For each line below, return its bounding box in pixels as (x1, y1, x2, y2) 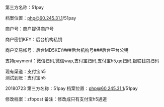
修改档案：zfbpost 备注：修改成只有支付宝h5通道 (5, 96, 107, 102)
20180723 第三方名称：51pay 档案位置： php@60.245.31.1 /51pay (5, 85, 138, 91)
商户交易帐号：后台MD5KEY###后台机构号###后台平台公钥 (5, 47, 129, 53)
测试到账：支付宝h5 (5, 75, 46, 80)
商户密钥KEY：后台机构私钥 (5, 37, 63, 42)
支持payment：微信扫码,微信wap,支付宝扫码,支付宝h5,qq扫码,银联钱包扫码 (5, 58, 159, 64)
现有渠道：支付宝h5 (5, 68, 46, 74)
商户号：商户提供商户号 (5, 26, 54, 32)
